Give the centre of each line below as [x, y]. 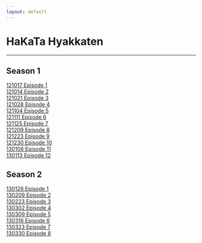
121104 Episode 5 [28, 111]
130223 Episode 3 [29, 202]
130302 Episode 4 [29, 208]
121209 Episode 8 [28, 130]
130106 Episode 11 [29, 149]
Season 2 [24, 174]
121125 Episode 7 [27, 124]
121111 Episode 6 [26, 117]
